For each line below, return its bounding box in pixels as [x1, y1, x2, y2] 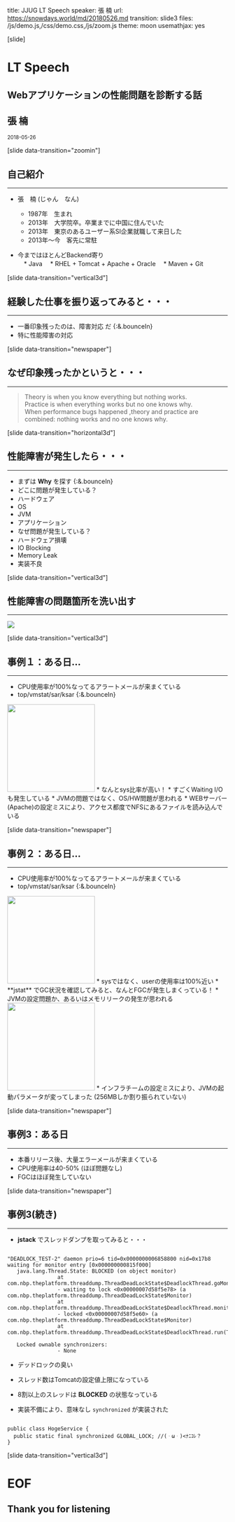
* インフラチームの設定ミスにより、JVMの [96, 1084, 218, 1093]
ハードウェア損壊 [17, 535, 67, 544]
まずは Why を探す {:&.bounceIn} [17, 477, 113, 485]
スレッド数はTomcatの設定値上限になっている [17, 1375, 150, 1383]
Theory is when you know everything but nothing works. [24, 392, 187, 401]
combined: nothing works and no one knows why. [24, 415, 168, 423]
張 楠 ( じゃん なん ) [17, 195, 79, 203]
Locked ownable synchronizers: [16, 1341, 108, 1348]
